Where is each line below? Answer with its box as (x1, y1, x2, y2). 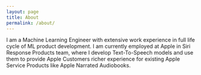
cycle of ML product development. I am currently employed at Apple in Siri (6, 43, 191, 50)
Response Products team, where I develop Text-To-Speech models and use (6, 49, 194, 56)
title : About (6, 14, 39, 20)
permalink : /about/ (6, 20, 55, 26)
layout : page (6, 8, 39, 15)
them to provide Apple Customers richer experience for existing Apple (6, 55, 181, 63)
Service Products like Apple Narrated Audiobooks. (6, 62, 131, 69)
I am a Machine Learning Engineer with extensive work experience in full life (6, 37, 196, 44)
